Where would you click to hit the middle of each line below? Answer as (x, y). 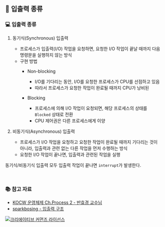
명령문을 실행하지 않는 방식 (46, 55)
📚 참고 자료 (19, 189)
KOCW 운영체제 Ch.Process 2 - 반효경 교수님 (57, 202)
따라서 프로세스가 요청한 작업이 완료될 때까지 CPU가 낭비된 (92, 88)
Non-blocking (41, 71)
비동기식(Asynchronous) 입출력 (44, 131)
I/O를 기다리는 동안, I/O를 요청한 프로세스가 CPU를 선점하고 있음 (97, 81)
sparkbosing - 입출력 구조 (38, 208)
